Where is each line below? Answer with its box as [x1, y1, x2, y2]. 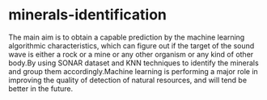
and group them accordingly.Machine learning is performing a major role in [8, 66, 259, 76]
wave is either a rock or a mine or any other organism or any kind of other [8, 49, 254, 59]
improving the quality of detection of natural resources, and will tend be [8, 75, 248, 85]
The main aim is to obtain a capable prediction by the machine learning [8, 32, 245, 42]
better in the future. [8, 83, 74, 94]
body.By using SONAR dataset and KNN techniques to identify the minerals [8, 58, 259, 68]
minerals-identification [8, 6, 167, 24]
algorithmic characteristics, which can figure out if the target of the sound [8, 40, 255, 50]
